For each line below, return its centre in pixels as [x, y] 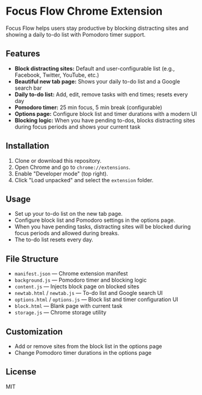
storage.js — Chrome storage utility [60, 313]
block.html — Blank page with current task [68, 306]
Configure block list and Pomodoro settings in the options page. [95, 220]
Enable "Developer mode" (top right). [61, 173]
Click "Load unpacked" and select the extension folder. [84, 180]
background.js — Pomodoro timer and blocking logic [81, 280]
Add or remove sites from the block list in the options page [88, 346]
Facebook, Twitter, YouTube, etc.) [57, 75]
